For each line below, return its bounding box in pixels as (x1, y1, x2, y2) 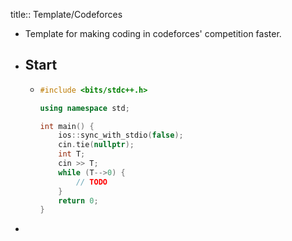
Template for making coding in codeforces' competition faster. (24, 28, 282, 39)
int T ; (58, 149, 86, 159)
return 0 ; (58, 195, 99, 206)
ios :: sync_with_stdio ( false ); (58, 130, 184, 141)
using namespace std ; (39, 103, 130, 113)
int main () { (39, 121, 95, 131)
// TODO (75, 177, 108, 187)
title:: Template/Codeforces (10, 9, 123, 20)
